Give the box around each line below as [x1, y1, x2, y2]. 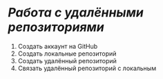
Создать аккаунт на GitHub [17, 42, 98, 50]
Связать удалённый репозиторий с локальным [17, 64, 157, 72]
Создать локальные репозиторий [17, 49, 117, 58]
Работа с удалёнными [8, 5, 144, 21]
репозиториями [8, 19, 104, 35]
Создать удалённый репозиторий [17, 56, 117, 65]
